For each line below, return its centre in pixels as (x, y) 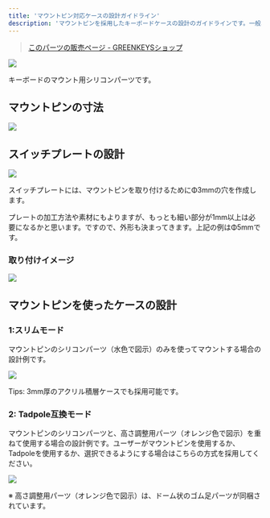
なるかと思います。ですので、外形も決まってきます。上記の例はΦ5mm (138, 227)
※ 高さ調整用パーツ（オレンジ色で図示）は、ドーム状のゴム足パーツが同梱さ (135, 495)
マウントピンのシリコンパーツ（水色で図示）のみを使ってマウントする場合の (135, 349)
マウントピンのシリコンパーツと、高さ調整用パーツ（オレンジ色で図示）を (131, 433)
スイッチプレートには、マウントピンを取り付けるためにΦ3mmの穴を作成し (133, 190)
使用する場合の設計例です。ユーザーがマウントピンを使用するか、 (131, 443)
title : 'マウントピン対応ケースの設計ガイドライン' (84, 16)
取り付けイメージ (41, 260)
